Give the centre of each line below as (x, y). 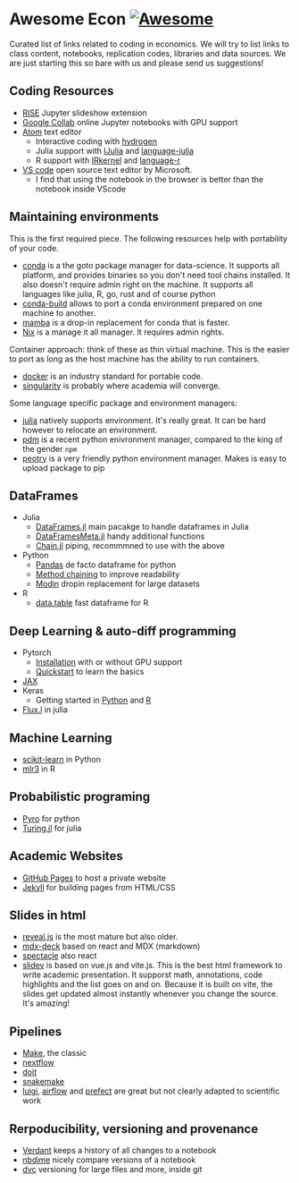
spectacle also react (59, 956)
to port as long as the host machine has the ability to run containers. (135, 359)
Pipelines (36, 1031)
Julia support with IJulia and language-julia (115, 150)
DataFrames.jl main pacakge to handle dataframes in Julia (142, 527)
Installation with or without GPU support (109, 662)
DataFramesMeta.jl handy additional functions (120, 536)
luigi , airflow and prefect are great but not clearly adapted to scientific (151, 1091)
